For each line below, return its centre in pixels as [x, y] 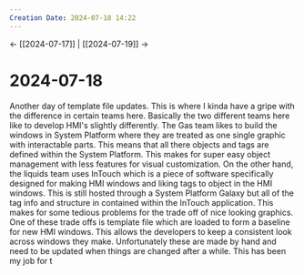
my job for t [31, 260]
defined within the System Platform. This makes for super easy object [140, 154]
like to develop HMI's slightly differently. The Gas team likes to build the [143, 125]
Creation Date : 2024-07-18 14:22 [73, 18]
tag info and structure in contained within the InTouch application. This [142, 202]
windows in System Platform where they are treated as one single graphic [148, 135]
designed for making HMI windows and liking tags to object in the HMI [141, 183]
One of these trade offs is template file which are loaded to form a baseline [150, 222]
